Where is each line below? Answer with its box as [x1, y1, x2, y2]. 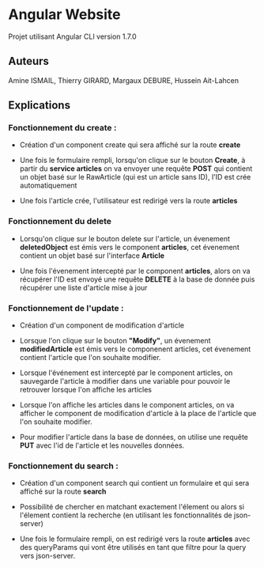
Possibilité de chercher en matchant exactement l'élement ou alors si [19, 502, 245, 512]
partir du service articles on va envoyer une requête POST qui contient [19, 164, 253, 173]
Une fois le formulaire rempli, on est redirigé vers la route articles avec [19, 534, 251, 543]
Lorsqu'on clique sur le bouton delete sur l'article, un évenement [19, 233, 231, 243]
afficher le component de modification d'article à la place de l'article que [19, 409, 257, 418]
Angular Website [8, 6, 121, 24]
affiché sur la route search [19, 487, 107, 496]
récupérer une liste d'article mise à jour [19, 282, 148, 292]
